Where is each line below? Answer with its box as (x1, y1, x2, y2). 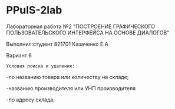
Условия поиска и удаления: (6, 63, 75, 69)
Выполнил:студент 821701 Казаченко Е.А (6, 40, 109, 47)
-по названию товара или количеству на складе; (6, 73, 129, 80)
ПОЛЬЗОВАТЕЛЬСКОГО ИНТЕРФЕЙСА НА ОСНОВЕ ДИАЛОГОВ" (6, 29, 170, 36)
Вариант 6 (6, 52, 32, 59)
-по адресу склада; (6, 96, 55, 103)
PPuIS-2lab (6, 4, 62, 17)
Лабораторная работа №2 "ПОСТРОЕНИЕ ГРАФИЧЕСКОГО (6, 23, 156, 30)
